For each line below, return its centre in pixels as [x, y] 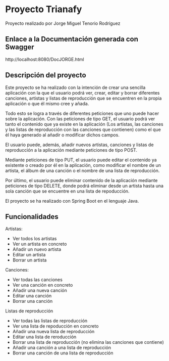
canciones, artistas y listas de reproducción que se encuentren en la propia [83, 98]
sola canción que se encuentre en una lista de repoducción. [67, 191]
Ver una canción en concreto [43, 285]
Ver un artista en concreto [40, 244]
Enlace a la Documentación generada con [72, 39]
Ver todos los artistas [35, 239]
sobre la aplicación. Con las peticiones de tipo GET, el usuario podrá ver [80, 119]
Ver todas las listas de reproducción [50, 321]
